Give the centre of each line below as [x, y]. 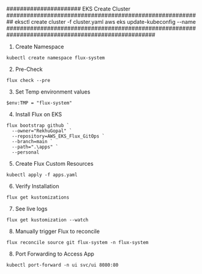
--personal [26, 152]
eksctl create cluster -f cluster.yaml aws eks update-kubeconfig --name [105, 22]
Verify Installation [37, 186]
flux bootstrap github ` [38, 125]
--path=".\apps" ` [35, 147]
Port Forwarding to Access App [55, 254]
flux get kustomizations [38, 198]
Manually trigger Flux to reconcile [57, 231]
